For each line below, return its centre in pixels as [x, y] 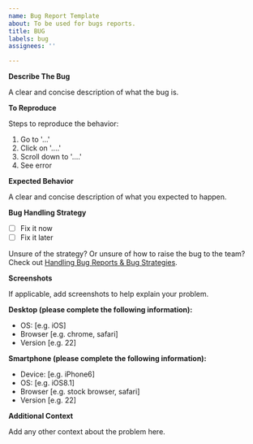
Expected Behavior [41, 181]
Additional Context [41, 416]
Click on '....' [41, 148]
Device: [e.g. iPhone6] [58, 374]
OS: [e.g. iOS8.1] [47, 383]
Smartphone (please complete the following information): [107, 359]
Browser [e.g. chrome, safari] [69, 334]
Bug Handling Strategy [47, 213]
